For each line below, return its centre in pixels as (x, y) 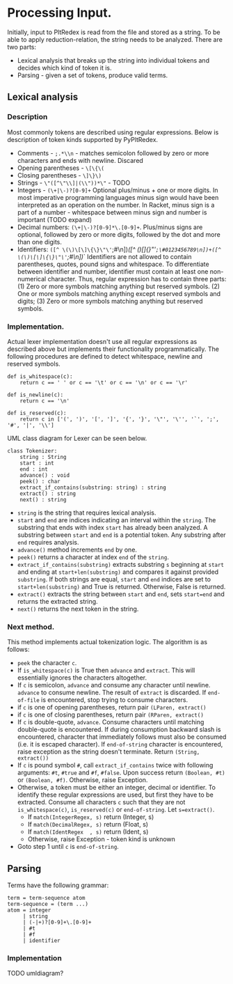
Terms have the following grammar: (58, 885)
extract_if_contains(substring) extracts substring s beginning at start (121, 564)
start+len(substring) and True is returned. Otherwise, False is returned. (121, 586)
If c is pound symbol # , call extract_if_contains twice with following (115, 765)
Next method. (31, 627)
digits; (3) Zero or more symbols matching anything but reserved (110, 301)
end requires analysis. (48, 542)
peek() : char (40, 481)
